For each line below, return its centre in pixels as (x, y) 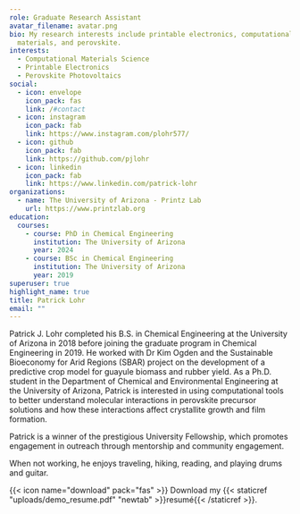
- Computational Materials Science (83, 59)
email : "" (28, 308)
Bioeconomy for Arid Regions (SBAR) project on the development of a (137, 362)
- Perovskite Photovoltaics (70, 76)
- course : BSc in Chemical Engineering (100, 259)
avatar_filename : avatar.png (63, 26)
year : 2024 (53, 250)
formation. (28, 419)
